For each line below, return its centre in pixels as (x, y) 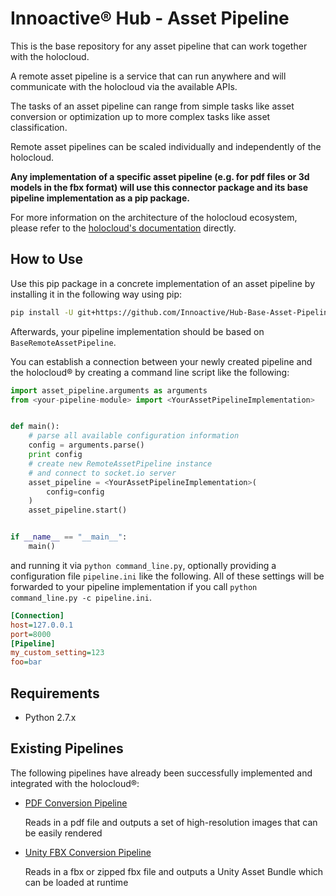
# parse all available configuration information (134, 436)
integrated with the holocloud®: (75, 783)
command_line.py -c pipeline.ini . (81, 597)
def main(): (35, 427)
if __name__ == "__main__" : (69, 537)
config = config (75, 492)
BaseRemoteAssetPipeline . (63, 342)
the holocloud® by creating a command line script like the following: (150, 372)
